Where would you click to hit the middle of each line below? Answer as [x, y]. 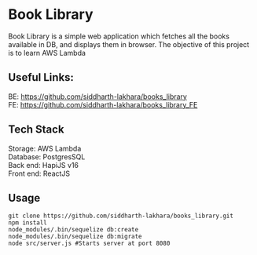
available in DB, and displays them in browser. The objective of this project [129, 44]
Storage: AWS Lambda [45, 148]
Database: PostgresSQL [47, 157]
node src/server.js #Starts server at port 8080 [89, 244]
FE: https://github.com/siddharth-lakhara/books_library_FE [103, 104]
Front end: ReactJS [39, 173]
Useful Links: [41, 77]
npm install [28, 223]
